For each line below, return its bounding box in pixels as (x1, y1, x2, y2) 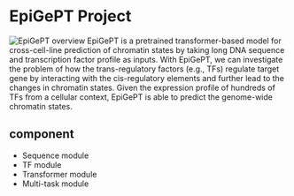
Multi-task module (21, 178, 89, 189)
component (9, 126, 74, 142)
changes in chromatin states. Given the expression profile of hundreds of (9, 82, 276, 93)
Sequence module (21, 150, 89, 161)
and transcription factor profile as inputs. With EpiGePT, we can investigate (9, 54, 283, 64)
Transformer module (21, 169, 97, 179)
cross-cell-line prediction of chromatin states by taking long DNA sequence (9, 44, 285, 55)
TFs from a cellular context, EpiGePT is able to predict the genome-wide (9, 91, 273, 102)
